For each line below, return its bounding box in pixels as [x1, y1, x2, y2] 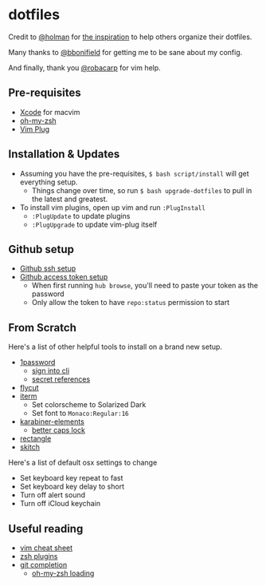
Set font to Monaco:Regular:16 [31, 409, 129, 418]
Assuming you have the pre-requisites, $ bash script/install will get [19, 168, 249, 178]
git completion [19, 560, 68, 569]
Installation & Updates [8, 148, 120, 161]
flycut [19, 383, 39, 393]
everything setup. [19, 177, 78, 187]
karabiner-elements [19, 417, 85, 426]
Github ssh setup [19, 263, 76, 273]
